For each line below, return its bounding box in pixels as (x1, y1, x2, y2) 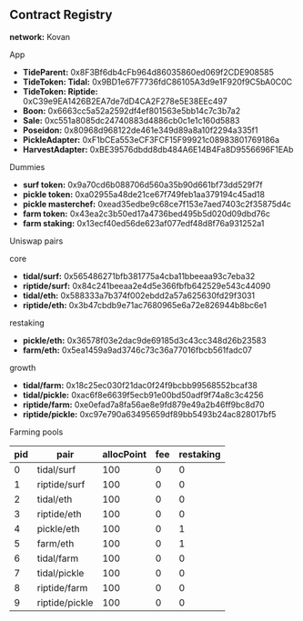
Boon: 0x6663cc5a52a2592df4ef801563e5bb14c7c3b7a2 (22, 105, 241, 116)
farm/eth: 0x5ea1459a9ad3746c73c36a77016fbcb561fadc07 (22, 345, 253, 356)
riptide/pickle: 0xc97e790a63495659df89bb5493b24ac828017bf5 (22, 408, 277, 419)
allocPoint (102, 447, 147, 460)
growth (9, 362, 36, 373)
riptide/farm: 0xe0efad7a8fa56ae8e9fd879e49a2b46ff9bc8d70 (22, 399, 266, 410)
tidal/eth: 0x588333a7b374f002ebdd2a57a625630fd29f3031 (22, 290, 256, 301)
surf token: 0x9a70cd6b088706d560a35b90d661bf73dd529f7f (22, 179, 264, 190)
